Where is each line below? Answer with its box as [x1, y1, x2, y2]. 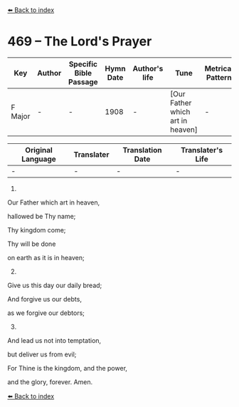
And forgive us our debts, [7, 294, 82, 303]
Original [24, 145, 53, 155]
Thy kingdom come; [7, 225, 66, 234]
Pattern [206, 72, 233, 82]
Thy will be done [7, 239, 56, 248]
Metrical [204, 63, 233, 73]
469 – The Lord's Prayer [7, 34, 152, 50]
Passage [68, 77, 98, 87]
